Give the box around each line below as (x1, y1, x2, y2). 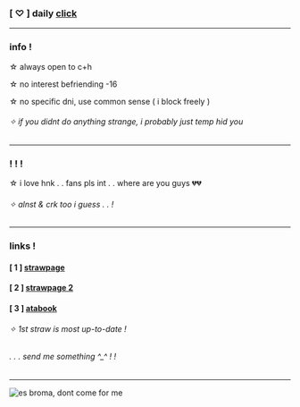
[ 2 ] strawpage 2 (9, 283, 74, 293)
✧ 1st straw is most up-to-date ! (9, 323, 127, 334)
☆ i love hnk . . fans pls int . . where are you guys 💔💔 (9, 178, 203, 189)
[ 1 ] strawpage (9, 262, 65, 273)
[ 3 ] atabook (9, 303, 58, 313)
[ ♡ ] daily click (9, 7, 78, 20)
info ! (9, 41, 33, 54)
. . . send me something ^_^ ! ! (9, 352, 117, 362)
